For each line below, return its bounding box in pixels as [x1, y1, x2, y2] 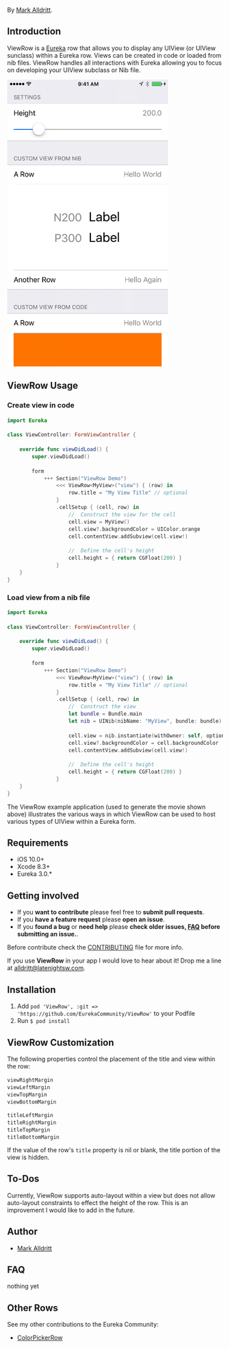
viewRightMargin [7, 1077, 53, 1083]
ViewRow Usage [7, 380, 79, 392]
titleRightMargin [7, 1119, 57, 1126]
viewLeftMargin [7, 1083, 51, 1091]
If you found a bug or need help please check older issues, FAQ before [16, 923, 220, 931]
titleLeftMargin [7, 1112, 53, 1119]
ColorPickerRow [16, 1334, 63, 1342]
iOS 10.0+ [16, 855, 44, 864]
